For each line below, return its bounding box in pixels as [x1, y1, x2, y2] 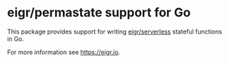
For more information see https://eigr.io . [7, 48, 121, 56]
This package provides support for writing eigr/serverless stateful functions [7, 27, 223, 36]
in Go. [7, 34, 24, 42]
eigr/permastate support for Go [7, 5, 191, 21]
